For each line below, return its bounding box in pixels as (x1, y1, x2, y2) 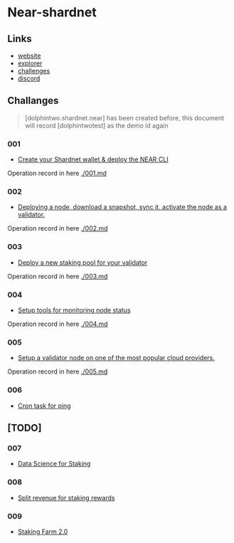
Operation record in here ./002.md (7, 224, 108, 233)
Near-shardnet (7, 4, 97, 21)
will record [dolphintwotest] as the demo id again (24, 121, 169, 130)
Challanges (7, 95, 59, 107)
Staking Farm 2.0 (17, 527, 68, 536)
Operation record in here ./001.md (7, 169, 107, 178)
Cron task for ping (17, 401, 71, 410)
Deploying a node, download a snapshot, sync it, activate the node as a (17, 203, 228, 211)
